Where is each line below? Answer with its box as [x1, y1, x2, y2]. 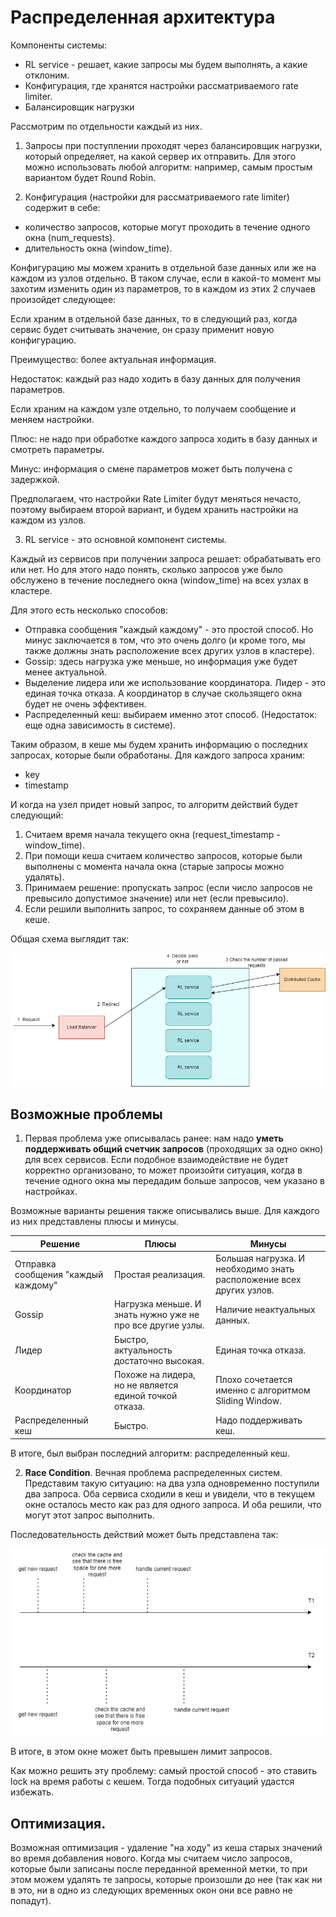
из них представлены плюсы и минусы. [10, 1216, 180, 1228]
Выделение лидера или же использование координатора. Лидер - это [24, 676, 326, 688]
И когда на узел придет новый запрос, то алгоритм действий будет [10, 798, 298, 810]
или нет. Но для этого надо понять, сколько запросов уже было [10, 563, 283, 575]
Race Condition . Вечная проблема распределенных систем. [24, 1466, 283, 1478]
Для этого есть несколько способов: [10, 604, 168, 616]
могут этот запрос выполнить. [24, 1509, 155, 1521]
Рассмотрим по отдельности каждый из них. [10, 120, 203, 132]
